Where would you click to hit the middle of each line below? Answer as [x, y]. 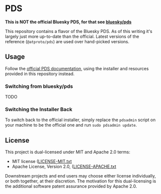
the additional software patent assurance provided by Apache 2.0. [71, 186]
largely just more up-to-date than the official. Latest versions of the [72, 36]
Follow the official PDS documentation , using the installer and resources [77, 68]
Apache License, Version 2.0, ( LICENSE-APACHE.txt [64, 167]
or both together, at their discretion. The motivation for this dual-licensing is [80, 181]
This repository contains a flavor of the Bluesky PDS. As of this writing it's [79, 31]
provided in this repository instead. [40, 74]
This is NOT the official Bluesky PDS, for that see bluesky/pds [68, 22]
